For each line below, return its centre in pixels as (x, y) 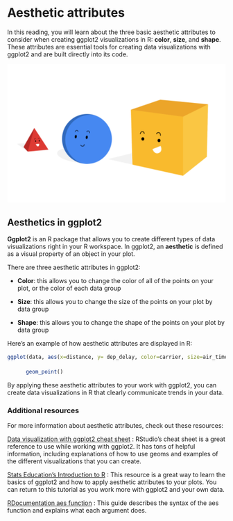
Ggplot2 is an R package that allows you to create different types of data (111, 239)
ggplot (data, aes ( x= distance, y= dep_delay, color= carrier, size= (105, 357)
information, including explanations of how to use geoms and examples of (113, 454)
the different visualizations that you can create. (75, 461)
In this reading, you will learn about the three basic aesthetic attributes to (112, 32)
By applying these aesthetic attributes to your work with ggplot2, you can (112, 385)
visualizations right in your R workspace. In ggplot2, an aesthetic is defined (115, 247)
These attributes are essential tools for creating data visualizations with (109, 47)
